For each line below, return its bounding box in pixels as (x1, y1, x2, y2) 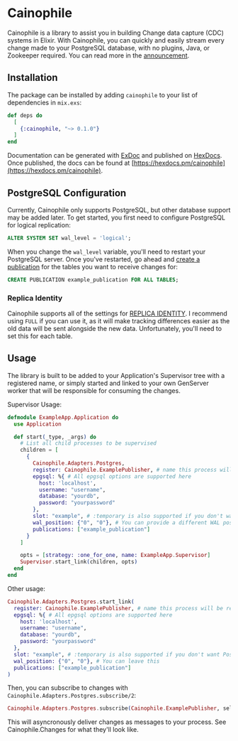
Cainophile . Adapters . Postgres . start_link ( (7, 598, 135, 605)
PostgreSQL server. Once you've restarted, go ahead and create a (7, 254, 200, 264)
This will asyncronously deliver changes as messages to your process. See (7, 718, 227, 726)
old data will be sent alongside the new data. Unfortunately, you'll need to (7, 324, 222, 332)
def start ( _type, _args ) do (13, 433, 97, 440)
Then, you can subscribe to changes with (7, 683, 129, 692)
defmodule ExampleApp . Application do (7, 413, 119, 421)
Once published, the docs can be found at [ (7, 158, 135, 168)
